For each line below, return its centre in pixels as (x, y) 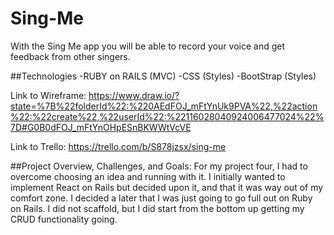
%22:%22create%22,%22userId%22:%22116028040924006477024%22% (167, 116)
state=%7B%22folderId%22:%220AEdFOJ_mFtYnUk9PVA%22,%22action (164, 106)
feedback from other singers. (70, 56)
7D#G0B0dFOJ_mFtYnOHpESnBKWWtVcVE (101, 127)
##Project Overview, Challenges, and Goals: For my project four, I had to (159, 166)
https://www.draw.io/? (134, 95)
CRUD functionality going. (64, 219)
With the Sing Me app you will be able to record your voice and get (148, 46)
